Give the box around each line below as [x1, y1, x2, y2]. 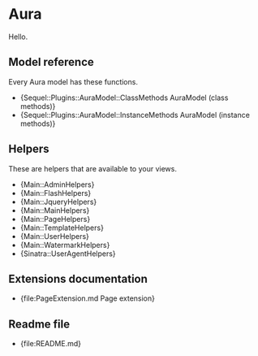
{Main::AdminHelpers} [19, 180, 95, 189]
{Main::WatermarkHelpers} [19, 240, 110, 250]
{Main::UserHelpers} [19, 231, 89, 241]
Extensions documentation [8, 271, 148, 285]
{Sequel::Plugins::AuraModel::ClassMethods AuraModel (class [19, 93, 229, 102]
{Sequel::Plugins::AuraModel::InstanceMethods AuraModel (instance [19, 110, 250, 119]
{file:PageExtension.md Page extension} [19, 293, 156, 303]
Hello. [8, 32, 28, 41]
